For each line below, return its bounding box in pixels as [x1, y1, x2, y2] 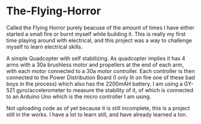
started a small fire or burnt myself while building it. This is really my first [6, 30, 186, 37]
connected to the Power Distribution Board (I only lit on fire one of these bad [6, 74, 195, 81]
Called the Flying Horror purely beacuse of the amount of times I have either [6, 24, 195, 31]
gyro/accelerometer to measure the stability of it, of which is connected [16, 86, 194, 93]
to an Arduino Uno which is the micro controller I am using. [6, 93, 151, 100]
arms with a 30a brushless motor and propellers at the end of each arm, [6, 61, 184, 68]
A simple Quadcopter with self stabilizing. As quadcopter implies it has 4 [6, 55, 186, 62]
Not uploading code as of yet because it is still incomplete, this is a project [6, 104, 190, 111]
